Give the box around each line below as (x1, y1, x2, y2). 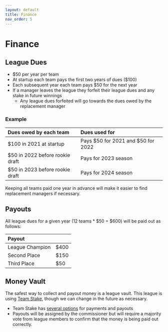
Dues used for (80, 129, 115, 136)
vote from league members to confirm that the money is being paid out (12, 316, 158, 322)
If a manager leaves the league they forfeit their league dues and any (12, 87, 155, 93)
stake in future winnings (12, 93, 62, 99)
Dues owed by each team (7, 129, 69, 136)
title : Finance (5, 12, 37, 17)
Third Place (7, 260, 35, 267)
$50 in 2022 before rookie (7, 151, 70, 158)
